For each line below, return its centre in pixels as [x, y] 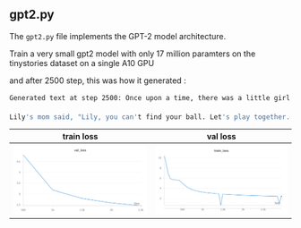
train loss [80, 136]
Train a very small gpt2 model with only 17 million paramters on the [133, 54]
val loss [221, 136]
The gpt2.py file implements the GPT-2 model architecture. [118, 36]
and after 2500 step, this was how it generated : [98, 80]
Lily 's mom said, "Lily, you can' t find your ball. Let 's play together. [150, 117]
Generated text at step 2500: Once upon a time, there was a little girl [150, 97]
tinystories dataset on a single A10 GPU [82, 63]
